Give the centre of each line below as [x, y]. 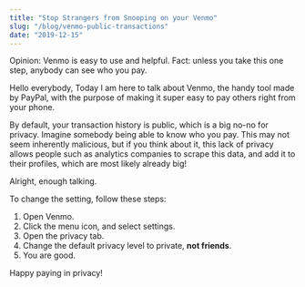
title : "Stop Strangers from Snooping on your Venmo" [114, 18]
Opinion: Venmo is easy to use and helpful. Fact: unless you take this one [147, 61]
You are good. [49, 255]
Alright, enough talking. [53, 181]
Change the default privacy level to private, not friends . [127, 246]
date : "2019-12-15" [46, 35]
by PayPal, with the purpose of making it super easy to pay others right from [152, 97]
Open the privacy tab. [63, 236]
